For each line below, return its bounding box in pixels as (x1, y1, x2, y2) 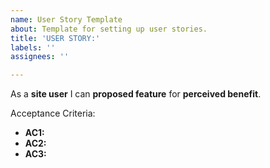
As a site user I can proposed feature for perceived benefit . (10, 88, 262, 100)
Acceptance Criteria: (10, 107, 96, 120)
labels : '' (10, 42, 56, 53)
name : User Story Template (10, 14, 123, 25)
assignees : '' (10, 52, 70, 62)
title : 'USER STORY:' (10, 33, 101, 43)
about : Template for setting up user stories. (10, 24, 208, 34)
